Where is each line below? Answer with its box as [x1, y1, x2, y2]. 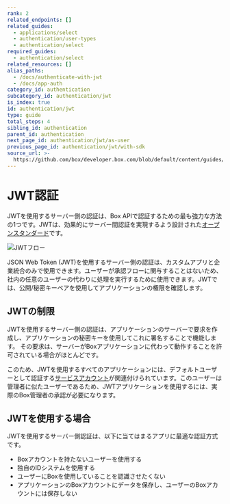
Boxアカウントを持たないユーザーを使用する [16, 455, 142, 464]
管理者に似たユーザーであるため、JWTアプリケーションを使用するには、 [7, 382, 212, 390]
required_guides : [7, 49, 57, 55]
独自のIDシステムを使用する [16, 464, 96, 472]
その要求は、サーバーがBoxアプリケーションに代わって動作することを [20, 342, 217, 350]
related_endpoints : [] [7, 16, 72, 23]
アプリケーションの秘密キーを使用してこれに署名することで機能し [25, 333, 211, 342]
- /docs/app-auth [13, 80, 63, 87]
